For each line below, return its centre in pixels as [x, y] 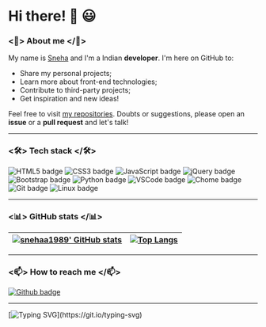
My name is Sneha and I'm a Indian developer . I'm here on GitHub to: [121, 58]
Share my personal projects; [66, 74]
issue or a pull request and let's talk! [68, 123]
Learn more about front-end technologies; [88, 82]
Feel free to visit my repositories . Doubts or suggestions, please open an [127, 114]
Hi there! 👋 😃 [52, 16]
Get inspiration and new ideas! [69, 99]
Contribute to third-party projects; [75, 90]
